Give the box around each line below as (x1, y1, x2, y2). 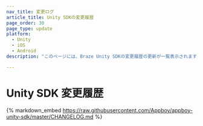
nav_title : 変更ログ (6, 8, 54, 15)
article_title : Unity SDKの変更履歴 (6, 14, 94, 20)
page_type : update (6, 25, 53, 32)
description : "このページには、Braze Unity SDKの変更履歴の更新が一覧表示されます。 (6, 53, 201, 59)
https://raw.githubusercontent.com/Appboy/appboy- (62, 106, 193, 114)
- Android (11, 48, 36, 54)
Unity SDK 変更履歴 (6, 86, 104, 100)
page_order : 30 (6, 20, 45, 26)
